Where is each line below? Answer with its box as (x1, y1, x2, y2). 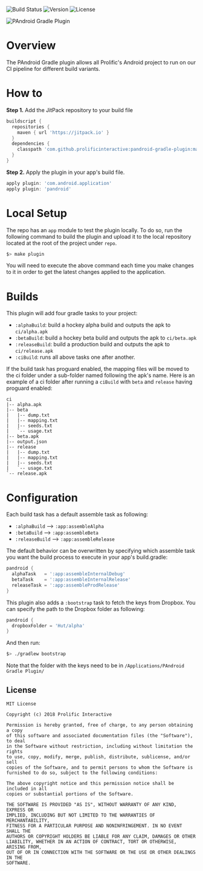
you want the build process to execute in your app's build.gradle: (6, 553, 168, 561)
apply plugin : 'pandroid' (6, 185, 71, 192)
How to (6, 87, 43, 100)
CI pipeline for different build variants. (6, 65, 101, 72)
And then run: (6, 639, 40, 647)
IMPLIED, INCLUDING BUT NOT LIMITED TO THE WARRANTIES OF (6, 812, 155, 818)
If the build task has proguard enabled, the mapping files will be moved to (6, 365, 189, 373)
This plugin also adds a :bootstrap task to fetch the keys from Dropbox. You (6, 599, 196, 606)
